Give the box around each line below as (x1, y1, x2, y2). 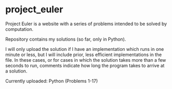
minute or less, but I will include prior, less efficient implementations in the (5, 51, 162, 58)
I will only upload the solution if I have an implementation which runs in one (5, 46, 164, 52)
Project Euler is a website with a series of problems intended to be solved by (5, 21, 167, 27)
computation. (5, 26, 33, 32)
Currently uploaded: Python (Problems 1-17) (5, 78, 98, 84)
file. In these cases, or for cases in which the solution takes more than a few (5, 57, 166, 63)
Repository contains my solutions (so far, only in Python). (5, 36, 126, 42)
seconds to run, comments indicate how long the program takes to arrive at (5, 62, 165, 68)
